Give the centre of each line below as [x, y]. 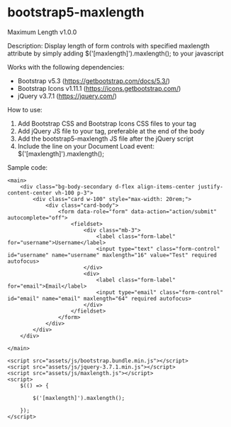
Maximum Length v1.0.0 [42, 32]
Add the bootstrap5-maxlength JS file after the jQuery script [106, 139]
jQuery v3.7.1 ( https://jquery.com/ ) [67, 96]
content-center [30, 193]
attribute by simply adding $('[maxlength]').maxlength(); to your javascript [115, 53]
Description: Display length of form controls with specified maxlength [109, 45]
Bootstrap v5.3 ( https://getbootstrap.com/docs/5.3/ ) [94, 81]
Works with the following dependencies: [66, 67]
